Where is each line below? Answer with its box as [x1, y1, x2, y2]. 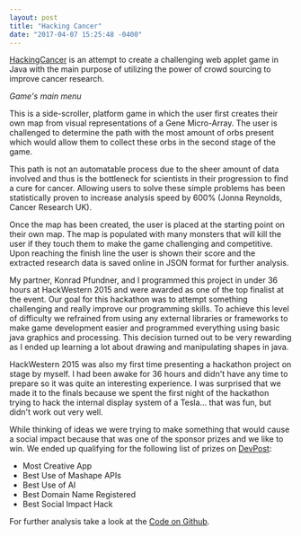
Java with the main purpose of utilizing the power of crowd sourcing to [9, 64, 271, 75]
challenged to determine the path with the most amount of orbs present [9, 127, 274, 138]
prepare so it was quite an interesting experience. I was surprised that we [9, 378, 281, 389]
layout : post [9, 13, 58, 22]
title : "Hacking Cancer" [9, 22, 102, 31]
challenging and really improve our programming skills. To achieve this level [9, 303, 290, 314]
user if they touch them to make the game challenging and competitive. [9, 239, 273, 250]
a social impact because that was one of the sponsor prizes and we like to [9, 434, 284, 444]
